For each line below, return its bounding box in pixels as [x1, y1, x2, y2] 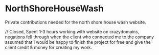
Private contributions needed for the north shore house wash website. [5, 19, 146, 25]
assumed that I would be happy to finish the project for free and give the [5, 39, 151, 45]
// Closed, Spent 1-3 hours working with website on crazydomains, [5, 28, 139, 34]
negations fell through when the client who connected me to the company [5, 34, 154, 40]
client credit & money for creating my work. [5, 44, 92, 50]
